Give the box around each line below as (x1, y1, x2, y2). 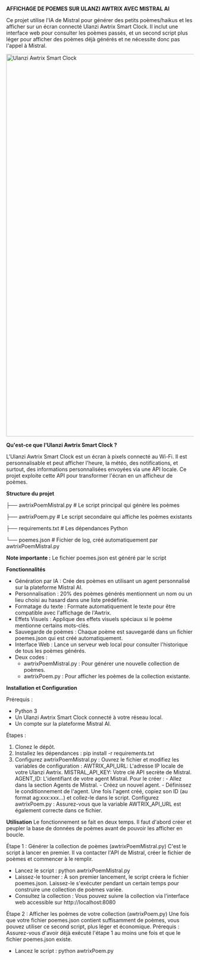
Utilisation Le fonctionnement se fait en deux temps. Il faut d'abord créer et (6, 818, 192, 826)
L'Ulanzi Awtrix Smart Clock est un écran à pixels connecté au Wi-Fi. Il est (6, 453, 187, 460)
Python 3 (14, 708, 37, 714)
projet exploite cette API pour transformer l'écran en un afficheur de (6, 472, 173, 479)
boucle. (6, 831, 25, 838)
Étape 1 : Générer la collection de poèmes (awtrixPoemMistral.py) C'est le (6, 843, 187, 849)
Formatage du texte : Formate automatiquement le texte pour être (14, 603, 176, 610)
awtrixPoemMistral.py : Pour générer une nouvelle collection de (23, 660, 180, 667)
